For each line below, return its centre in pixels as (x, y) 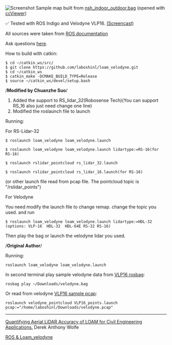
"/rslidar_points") (23, 187)
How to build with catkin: (31, 53)
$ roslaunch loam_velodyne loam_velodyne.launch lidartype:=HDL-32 (79, 222)
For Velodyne (19, 197)
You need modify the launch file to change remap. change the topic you (81, 207)
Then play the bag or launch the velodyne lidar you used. (66, 236)
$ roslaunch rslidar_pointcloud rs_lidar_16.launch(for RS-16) (74, 172)
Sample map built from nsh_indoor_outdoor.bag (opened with (100, 8)
